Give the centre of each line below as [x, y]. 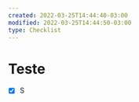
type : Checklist [35, 30]
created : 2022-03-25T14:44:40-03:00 [68, 15]
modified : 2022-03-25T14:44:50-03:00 [70, 23]
